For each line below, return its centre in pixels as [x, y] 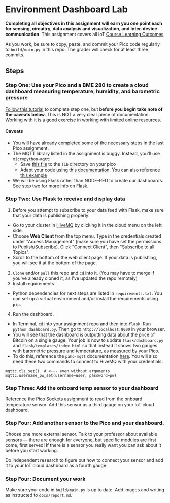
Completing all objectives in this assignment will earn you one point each [84, 23]
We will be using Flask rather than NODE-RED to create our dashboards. [88, 180]
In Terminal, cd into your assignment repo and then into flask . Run [82, 324]
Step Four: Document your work [45, 479]
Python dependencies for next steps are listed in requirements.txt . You [87, 293]
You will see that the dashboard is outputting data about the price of [84, 335]
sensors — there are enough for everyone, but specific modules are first [81, 440]
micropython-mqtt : [31, 159]
